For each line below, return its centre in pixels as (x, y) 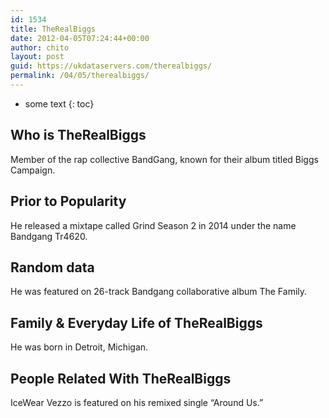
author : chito (40, 47)
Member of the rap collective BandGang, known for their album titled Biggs (164, 159)
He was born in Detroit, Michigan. (79, 347)
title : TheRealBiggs (53, 29)
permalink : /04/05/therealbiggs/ (80, 76)
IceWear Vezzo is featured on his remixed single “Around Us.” (137, 402)
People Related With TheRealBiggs (121, 378)
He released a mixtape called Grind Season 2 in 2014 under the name (153, 225)
